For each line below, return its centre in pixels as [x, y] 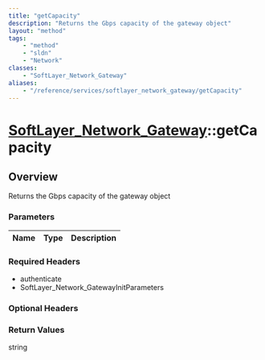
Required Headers [44, 261]
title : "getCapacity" [45, 16]
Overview [33, 176]
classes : [23, 68]
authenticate [41, 279]
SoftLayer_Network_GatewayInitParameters [92, 287]
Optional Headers [43, 308]
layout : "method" [37, 31]
